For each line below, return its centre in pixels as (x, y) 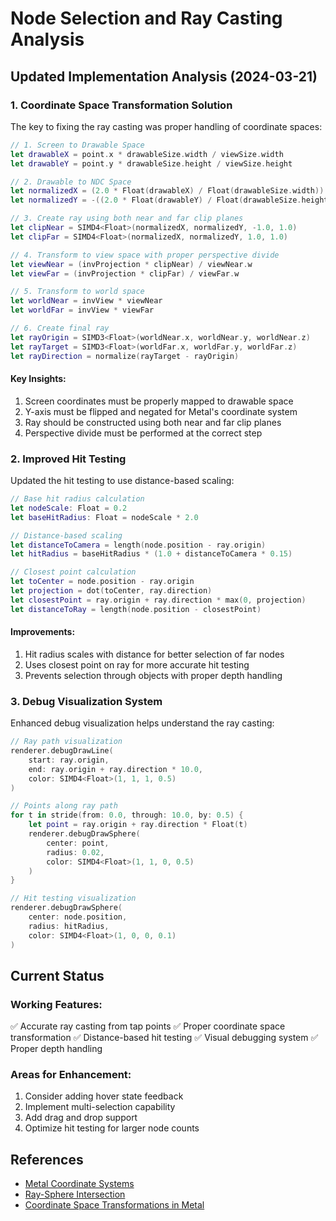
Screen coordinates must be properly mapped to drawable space (159, 401)
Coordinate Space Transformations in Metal (114, 1205)
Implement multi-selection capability (100, 1107)
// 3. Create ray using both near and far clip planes (127, 218)
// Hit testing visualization (73, 898)
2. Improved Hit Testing (68, 459)
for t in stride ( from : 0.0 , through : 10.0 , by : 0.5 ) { (127, 815)
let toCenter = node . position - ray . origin (102, 582)
